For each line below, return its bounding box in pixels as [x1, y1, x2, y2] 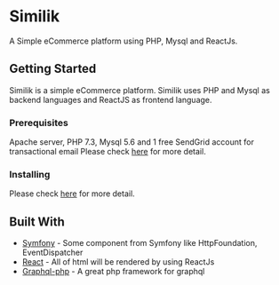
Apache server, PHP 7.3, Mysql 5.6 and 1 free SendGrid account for [9, 137, 255, 147]
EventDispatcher [21, 247, 84, 258]
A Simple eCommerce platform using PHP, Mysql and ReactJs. [9, 36, 238, 46]
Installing [9, 168, 51, 180]
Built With [9, 214, 65, 229]
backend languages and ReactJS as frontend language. [9, 94, 212, 105]
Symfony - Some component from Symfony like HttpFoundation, [21, 238, 258, 249]
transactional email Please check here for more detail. [9, 146, 206, 157]
